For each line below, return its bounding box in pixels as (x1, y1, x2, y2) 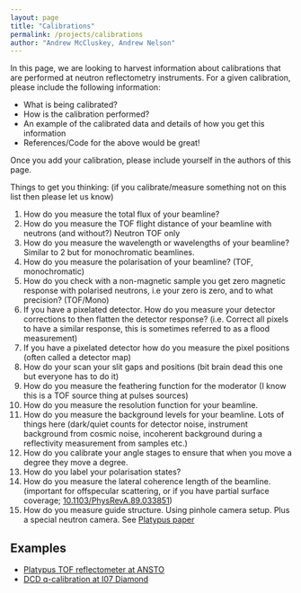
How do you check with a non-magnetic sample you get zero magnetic (22, 276, 286, 287)
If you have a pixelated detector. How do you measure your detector (22, 305, 276, 315)
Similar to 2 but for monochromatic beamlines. (22, 247, 195, 258)
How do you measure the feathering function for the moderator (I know (22, 381, 287, 392)
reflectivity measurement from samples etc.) (22, 438, 188, 449)
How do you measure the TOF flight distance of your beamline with (22, 218, 272, 229)
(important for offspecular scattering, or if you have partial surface (22, 486, 270, 497)
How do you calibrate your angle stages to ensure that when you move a (22, 447, 293, 458)
